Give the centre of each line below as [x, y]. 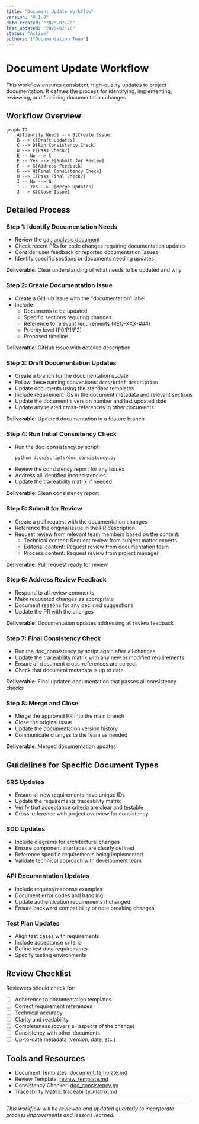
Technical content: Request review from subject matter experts [100, 540]
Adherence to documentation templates [63, 999]
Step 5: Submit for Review [44, 509]
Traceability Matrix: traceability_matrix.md [66, 1092]
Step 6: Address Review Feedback [56, 580]
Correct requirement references [54, 1006]
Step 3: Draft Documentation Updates [61, 363]
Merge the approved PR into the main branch [69, 716]
